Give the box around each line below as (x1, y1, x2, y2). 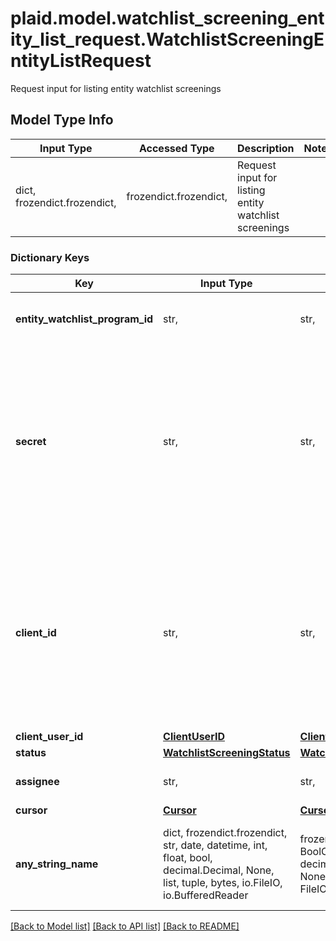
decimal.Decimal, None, (163, 863, 275, 877)
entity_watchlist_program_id (15, 312, 154, 326)
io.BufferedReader (163, 888, 249, 902)
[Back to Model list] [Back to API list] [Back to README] (10, 920, 240, 932)
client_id (15, 626, 57, 640)
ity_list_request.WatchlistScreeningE (10, 28, 325, 51)
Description (237, 141, 295, 155)
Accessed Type (138, 141, 215, 155)
